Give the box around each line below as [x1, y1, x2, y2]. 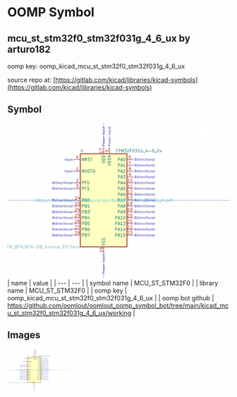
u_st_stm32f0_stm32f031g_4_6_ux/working [7, 308, 132, 317]
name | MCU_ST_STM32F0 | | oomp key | [7, 286, 127, 295]
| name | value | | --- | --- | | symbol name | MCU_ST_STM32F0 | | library [7, 279, 219, 287]
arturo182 [7, 43, 51, 55]
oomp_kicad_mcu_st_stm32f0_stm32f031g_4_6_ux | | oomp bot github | [7, 293, 214, 302]
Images [7, 329, 41, 341]
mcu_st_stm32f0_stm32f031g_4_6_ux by [7, 32, 190, 44]
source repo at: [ [7, 75, 56, 84]
